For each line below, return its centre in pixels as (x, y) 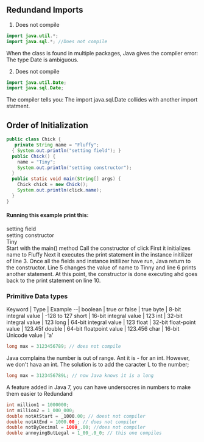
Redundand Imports (45, 10)
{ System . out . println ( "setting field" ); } (66, 150)
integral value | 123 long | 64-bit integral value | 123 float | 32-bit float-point (101, 322)
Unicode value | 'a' (30, 335)
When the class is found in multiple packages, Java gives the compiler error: (102, 53)
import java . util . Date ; (37, 82)
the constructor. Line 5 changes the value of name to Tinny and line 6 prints (101, 268)
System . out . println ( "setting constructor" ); (75, 167)
